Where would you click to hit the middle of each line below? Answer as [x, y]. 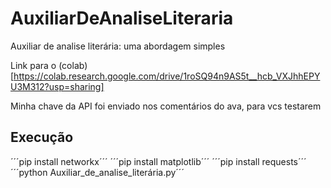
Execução [42, 137]
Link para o [33, 65]
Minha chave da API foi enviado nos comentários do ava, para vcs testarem [166, 106]
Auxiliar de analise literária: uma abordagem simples [118, 46]
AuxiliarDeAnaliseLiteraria [122, 18]
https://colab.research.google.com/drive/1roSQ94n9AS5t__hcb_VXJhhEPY [167, 76]
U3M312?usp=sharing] [57, 86]
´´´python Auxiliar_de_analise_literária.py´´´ [97, 172]
